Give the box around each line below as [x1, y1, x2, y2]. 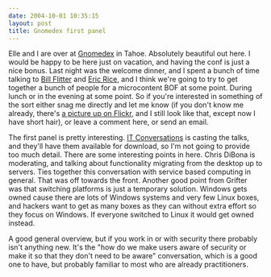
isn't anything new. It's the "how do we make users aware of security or [8, 242, 247, 252]
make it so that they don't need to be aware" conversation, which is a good [8, 251, 258, 261]
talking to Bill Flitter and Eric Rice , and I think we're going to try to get [8, 74, 238, 85]
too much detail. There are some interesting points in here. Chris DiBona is [8, 150, 256, 159]
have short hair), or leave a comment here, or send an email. [8, 118, 209, 127]
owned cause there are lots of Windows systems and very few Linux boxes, [8, 192, 260, 202]
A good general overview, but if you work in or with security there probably [8, 234, 258, 244]
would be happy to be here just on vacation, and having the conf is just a [8, 57, 250, 67]
